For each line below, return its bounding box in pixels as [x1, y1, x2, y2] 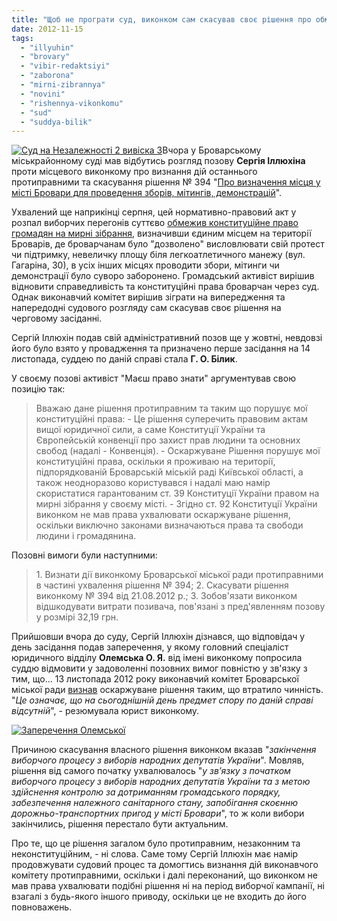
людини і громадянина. [35, 530, 137, 542]
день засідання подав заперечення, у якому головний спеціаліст [11, 641, 289, 653]
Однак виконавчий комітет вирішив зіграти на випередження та [11, 291, 286, 303]
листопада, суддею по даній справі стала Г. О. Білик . [11, 353, 238, 365]
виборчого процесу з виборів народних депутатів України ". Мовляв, [11, 754, 305, 766]
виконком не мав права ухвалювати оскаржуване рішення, [35, 509, 291, 521]
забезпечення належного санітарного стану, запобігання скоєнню [11, 797, 299, 809]
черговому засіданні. [11, 312, 103, 325]
